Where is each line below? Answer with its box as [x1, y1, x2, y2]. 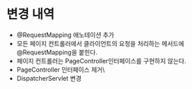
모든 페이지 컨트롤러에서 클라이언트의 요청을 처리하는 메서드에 [16, 39, 185, 47]
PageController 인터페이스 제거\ [16, 65, 105, 74]
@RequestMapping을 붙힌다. [16, 48, 98, 56]
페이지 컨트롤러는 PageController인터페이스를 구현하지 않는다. [16, 56, 186, 65]
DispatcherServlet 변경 [16, 74, 81, 82]
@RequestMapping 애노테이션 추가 [16, 31, 115, 39]
